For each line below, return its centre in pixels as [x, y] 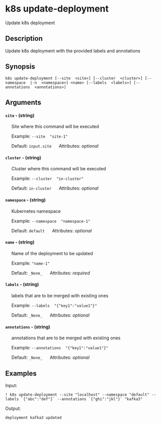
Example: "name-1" [31, 263]
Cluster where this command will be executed [59, 169]
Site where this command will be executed [55, 127]
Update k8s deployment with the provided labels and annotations [73, 50]
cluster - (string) [23, 157]
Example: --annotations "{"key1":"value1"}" [60, 348]
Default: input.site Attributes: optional [55, 146]
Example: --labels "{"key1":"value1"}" [54, 305]
